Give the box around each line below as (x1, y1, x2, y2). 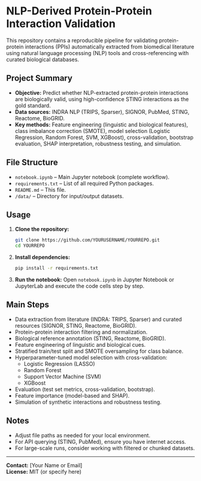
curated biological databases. (6, 56, 80, 63)
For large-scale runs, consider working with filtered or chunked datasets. (14, 444, 195, 452)
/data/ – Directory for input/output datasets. (14, 192, 124, 199)
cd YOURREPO (14, 243, 45, 249)
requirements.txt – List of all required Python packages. (14, 180, 154, 187)
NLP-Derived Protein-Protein (6, 4, 153, 18)
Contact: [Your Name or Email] (6, 461, 83, 468)
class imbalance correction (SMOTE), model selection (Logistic (14, 127, 170, 134)
